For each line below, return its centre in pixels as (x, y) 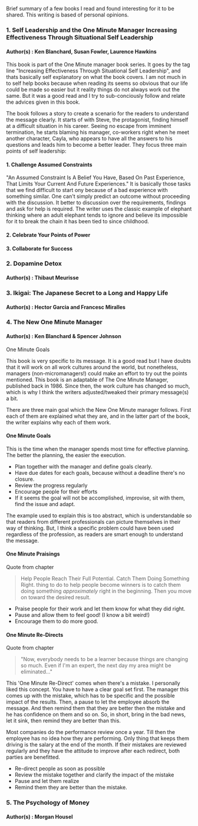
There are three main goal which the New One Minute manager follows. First (99, 409)
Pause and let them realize (47, 781)
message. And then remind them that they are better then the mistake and (96, 708)
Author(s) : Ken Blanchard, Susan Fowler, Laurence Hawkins (82, 51)
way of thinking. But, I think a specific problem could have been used (90, 528)
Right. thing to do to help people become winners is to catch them (100, 585)
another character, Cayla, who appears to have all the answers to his (89, 138)
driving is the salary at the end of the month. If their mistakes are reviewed (96, 745)
